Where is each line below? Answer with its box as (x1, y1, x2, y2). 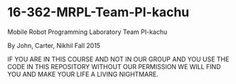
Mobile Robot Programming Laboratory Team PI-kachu (7, 28, 168, 36)
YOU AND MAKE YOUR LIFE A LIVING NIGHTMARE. (7, 70, 159, 78)
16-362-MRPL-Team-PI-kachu (7, 4, 190, 20)
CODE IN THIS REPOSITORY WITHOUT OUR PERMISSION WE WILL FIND (7, 62, 222, 71)
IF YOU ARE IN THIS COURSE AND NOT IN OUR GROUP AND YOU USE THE (7, 54, 230, 64)
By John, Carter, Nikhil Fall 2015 (7, 41, 101, 49)
